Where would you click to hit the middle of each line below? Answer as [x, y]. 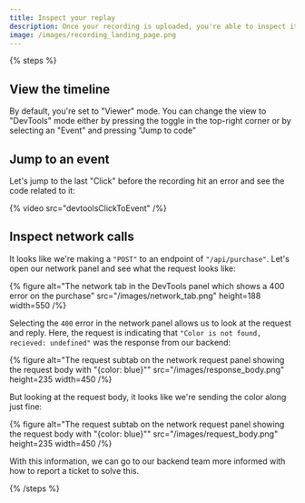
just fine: [26, 407]
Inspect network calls [72, 237]
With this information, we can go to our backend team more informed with [148, 461]
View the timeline [60, 89]
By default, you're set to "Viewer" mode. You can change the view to [138, 111]
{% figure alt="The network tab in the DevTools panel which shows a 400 [147, 286]
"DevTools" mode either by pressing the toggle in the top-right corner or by [151, 121]
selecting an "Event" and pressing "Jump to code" [103, 131]
